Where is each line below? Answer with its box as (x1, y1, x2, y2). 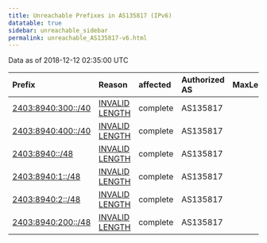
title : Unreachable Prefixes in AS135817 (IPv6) (8, 11, 172, 20)
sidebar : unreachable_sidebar (8, 26, 109, 34)
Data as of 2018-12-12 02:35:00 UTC (8, 56, 129, 65)
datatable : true (8, 19, 62, 27)
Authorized (181, 75, 225, 86)
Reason (98, 79, 128, 91)
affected (138, 79, 172, 91)
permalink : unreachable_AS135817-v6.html (8, 33, 148, 42)
